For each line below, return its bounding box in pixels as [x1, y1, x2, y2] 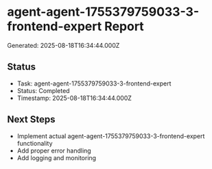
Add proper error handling [16, 146, 91, 155]
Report [104, 18, 144, 34]
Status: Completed [16, 86, 70, 94]
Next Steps [7, 114, 56, 125]
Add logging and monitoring [16, 153, 97, 161]
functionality [16, 139, 53, 147]
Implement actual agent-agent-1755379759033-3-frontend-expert [16, 131, 205, 140]
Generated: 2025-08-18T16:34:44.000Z [7, 41, 120, 49]
